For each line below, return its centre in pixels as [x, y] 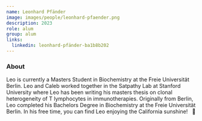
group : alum [21, 34]
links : [14, 40]
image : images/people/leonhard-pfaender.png [63, 17]
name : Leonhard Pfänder [36, 12]
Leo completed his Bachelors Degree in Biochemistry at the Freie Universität [101, 105]
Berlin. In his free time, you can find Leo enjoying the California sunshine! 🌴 [101, 111]
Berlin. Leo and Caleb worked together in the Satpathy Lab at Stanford [93, 86]
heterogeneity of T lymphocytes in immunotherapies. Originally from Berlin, [100, 99]
